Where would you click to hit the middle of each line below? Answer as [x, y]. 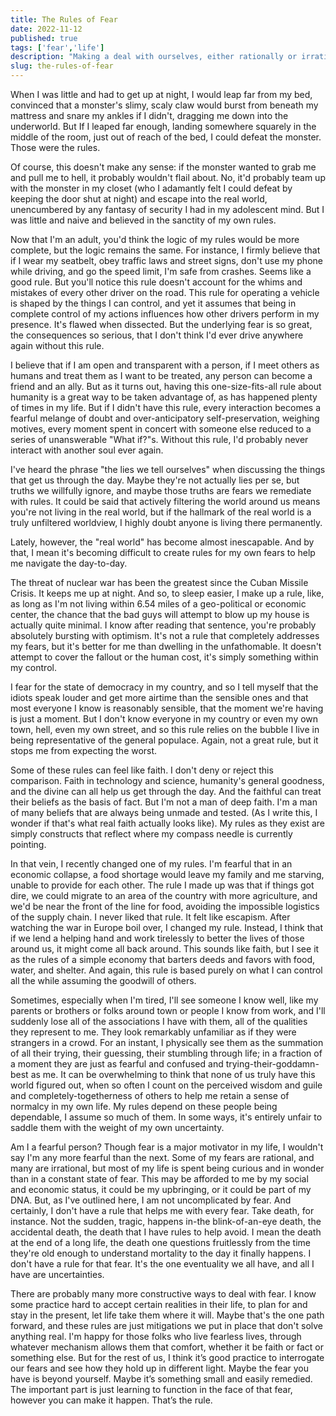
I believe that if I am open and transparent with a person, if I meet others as [165, 365]
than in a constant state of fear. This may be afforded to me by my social [159, 1179]
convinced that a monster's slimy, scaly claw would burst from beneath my [164, 105]
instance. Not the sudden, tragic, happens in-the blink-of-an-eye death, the [166, 1221]
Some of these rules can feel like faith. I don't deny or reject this [142, 770]
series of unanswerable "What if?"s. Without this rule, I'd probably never [159, 439]
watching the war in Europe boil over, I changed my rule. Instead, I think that [167, 927]
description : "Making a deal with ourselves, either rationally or [154, 57]
